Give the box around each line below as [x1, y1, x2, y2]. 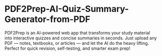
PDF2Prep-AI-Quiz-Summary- [4, 3, 129, 15]
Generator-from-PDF [4, 14, 91, 25]
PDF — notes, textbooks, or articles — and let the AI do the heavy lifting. [4, 40, 149, 46]
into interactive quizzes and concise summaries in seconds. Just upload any [4, 35, 157, 41]
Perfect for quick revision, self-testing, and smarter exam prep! [4, 45, 130, 51]
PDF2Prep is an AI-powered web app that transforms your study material [4, 30, 150, 36]
